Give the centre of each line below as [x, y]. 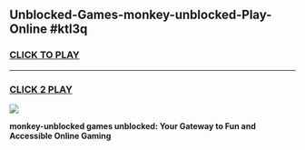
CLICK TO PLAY [44, 55]
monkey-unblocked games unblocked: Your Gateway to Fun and [133, 125]
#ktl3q [69, 30]
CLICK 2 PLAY [41, 89]
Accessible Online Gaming [60, 135]
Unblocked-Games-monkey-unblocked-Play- [141, 15]
